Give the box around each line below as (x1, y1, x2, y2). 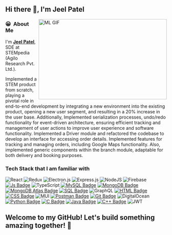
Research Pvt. (5, 60, 35, 67)
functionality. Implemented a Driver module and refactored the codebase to (5, 130, 164, 136)
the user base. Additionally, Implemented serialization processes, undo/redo (5, 114, 166, 120)
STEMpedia (5, 49, 30, 55)
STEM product (5, 81, 36, 87)
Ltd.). (5, 66, 16, 72)
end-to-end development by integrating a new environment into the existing (5, 103, 165, 109)
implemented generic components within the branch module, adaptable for (5, 147, 163, 153)
